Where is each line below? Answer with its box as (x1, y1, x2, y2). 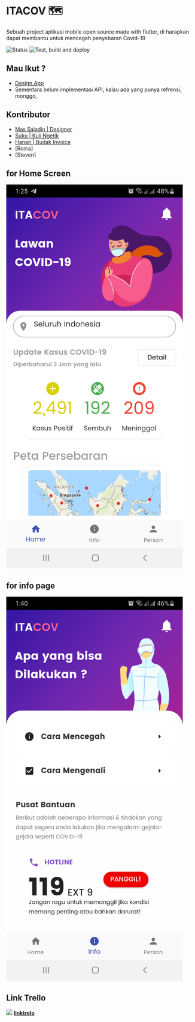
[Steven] (14, 151, 36, 158)
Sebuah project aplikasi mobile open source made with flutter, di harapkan (6, 28, 190, 35)
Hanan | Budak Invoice (14, 138, 71, 145)
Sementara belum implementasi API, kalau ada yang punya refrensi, (14, 86, 182, 93)
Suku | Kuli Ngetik (14, 132, 59, 139)
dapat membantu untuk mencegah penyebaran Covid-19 (6, 34, 145, 41)
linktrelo (13, 1009, 35, 1017)
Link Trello (6, 993, 46, 1003)
